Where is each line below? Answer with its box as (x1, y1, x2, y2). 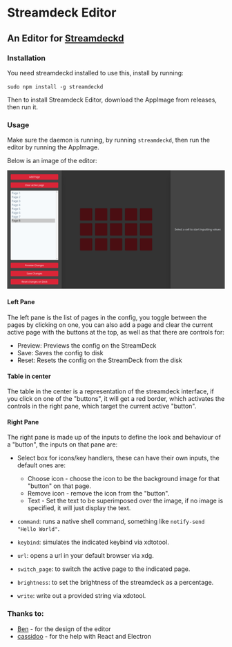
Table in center (7, 372, 51, 380)
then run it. (7, 102, 38, 111)
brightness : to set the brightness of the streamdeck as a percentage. (17, 579, 214, 587)
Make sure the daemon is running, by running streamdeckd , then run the (7, 136, 211, 144)
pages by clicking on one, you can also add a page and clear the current (7, 321, 213, 329)
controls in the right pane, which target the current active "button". (7, 402, 197, 411)
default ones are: (17, 461, 66, 469)
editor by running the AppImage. (7, 143, 99, 151)
